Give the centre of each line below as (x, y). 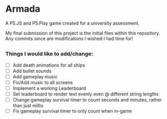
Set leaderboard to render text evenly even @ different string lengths (86, 94)
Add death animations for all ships (49, 65)
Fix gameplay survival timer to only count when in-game (72, 111)
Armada (23, 9)
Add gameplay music (35, 76)
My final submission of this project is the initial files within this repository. (83, 33)
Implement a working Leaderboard (49, 88)
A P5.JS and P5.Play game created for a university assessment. (72, 23)
